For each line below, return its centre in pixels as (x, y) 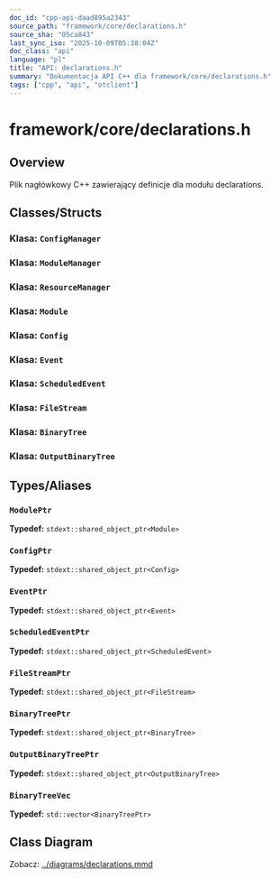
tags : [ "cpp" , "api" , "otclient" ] (74, 85)
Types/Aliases (50, 485)
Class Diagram (51, 842)
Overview (37, 163)
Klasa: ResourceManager (60, 287)
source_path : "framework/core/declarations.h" (98, 26)
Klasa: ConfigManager (55, 238)
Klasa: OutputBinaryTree (62, 457)
